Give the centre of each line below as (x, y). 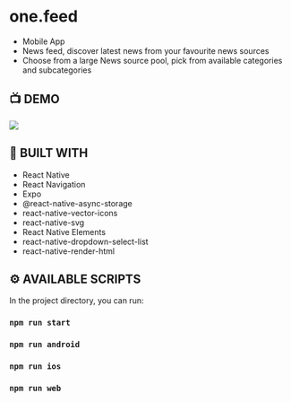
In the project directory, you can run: (77, 301)
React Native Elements (64, 232)
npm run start (40, 323)
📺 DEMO (34, 99)
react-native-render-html (68, 251)
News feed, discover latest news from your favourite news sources (145, 50)
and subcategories (57, 70)
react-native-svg (53, 223)
